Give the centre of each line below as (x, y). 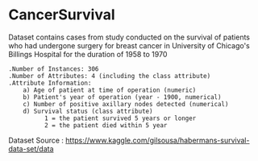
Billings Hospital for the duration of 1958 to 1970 (88, 54)
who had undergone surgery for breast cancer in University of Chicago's (129, 45)
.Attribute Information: (50, 83)
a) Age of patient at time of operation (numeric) (110, 90)
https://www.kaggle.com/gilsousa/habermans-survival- (158, 140)
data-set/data (31, 149)
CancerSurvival (62, 15)
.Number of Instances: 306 (54, 69)
